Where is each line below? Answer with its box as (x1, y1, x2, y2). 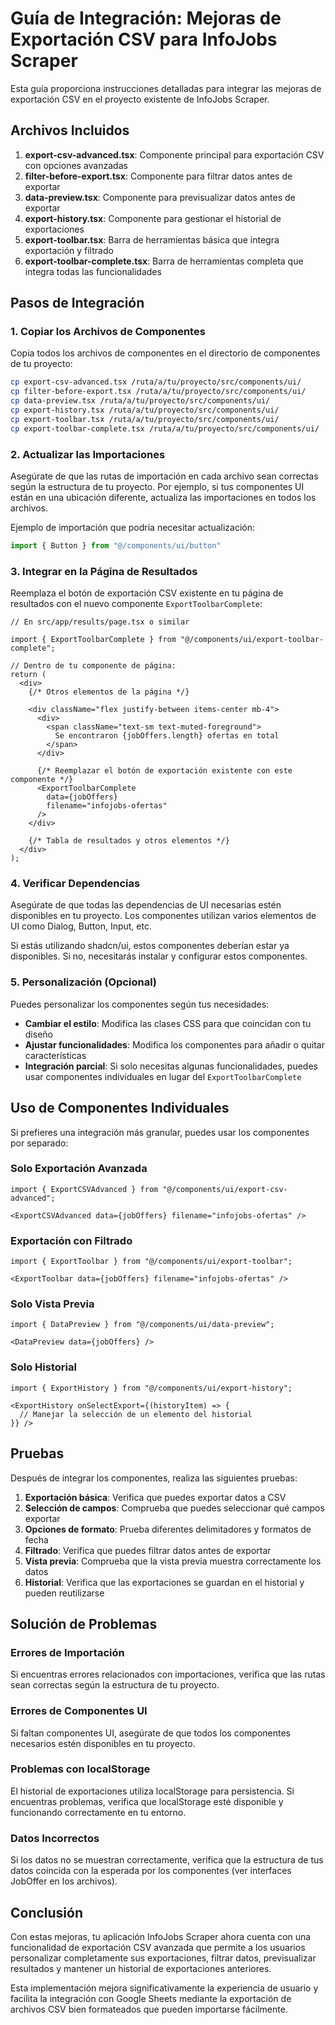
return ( (10, 670, 47, 680)
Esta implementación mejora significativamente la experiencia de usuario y (10, 1982, 319, 1994)
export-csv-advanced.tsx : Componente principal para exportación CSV (24, 148, 325, 161)
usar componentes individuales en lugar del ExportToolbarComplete (24, 1070, 302, 1082)
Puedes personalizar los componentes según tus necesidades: (10, 998, 270, 1010)
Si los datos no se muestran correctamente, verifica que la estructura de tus (10, 1854, 324, 1866)
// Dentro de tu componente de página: (10, 661, 177, 671)
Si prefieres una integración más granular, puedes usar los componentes (10, 1126, 310, 1138)
